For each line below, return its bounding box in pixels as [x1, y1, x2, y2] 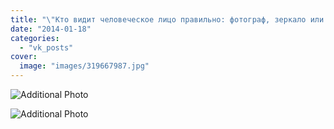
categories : [10, 33, 60, 43]
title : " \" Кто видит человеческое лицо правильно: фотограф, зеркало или [10, 14, 325, 25]
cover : [10, 52, 38, 62]
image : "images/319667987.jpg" [19, 61, 150, 71]
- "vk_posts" [19, 42, 74, 53]
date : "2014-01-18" [10, 24, 92, 34]
